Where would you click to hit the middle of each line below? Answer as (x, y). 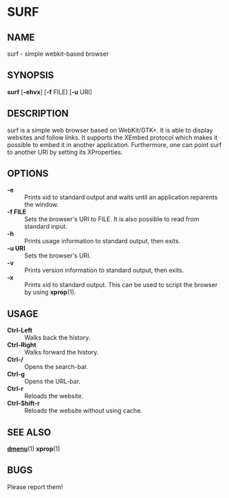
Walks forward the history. (62, 352)
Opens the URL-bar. (53, 381)
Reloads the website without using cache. (84, 411)
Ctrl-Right (22, 345)
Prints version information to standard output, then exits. (104, 270)
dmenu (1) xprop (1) (34, 449)
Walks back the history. (57, 338)
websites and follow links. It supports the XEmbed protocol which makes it (112, 137)
